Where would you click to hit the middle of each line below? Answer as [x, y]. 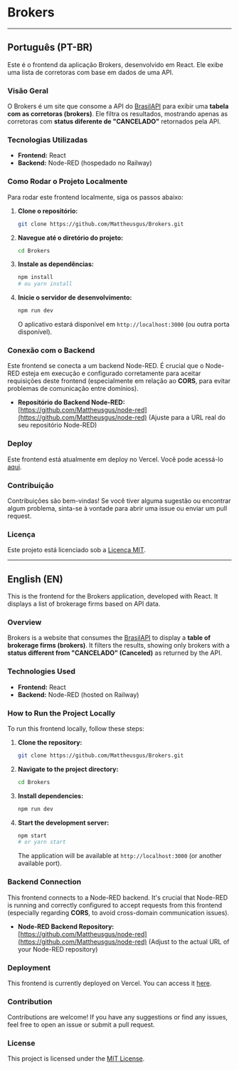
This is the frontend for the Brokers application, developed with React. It [113, 596]
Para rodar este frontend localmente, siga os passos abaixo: [95, 197]
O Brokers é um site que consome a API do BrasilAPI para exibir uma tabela [118, 106]
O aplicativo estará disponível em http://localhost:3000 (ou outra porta [123, 325]
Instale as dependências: [55, 264]
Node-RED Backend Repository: [66, 926]
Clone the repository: [50, 742]
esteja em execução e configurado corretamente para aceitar [111, 373]
